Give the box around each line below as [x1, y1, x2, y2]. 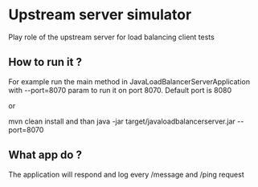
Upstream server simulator [8, 6, 192, 24]
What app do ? [8, 148, 83, 162]
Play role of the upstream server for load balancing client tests [8, 32, 215, 42]
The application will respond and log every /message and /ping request [8, 169, 244, 179]
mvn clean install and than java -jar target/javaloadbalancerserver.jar [8, 116, 235, 126]
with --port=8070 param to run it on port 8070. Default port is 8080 [8, 85, 231, 95]
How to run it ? [8, 55, 83, 69]
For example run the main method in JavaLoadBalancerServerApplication [8, 76, 251, 86]
